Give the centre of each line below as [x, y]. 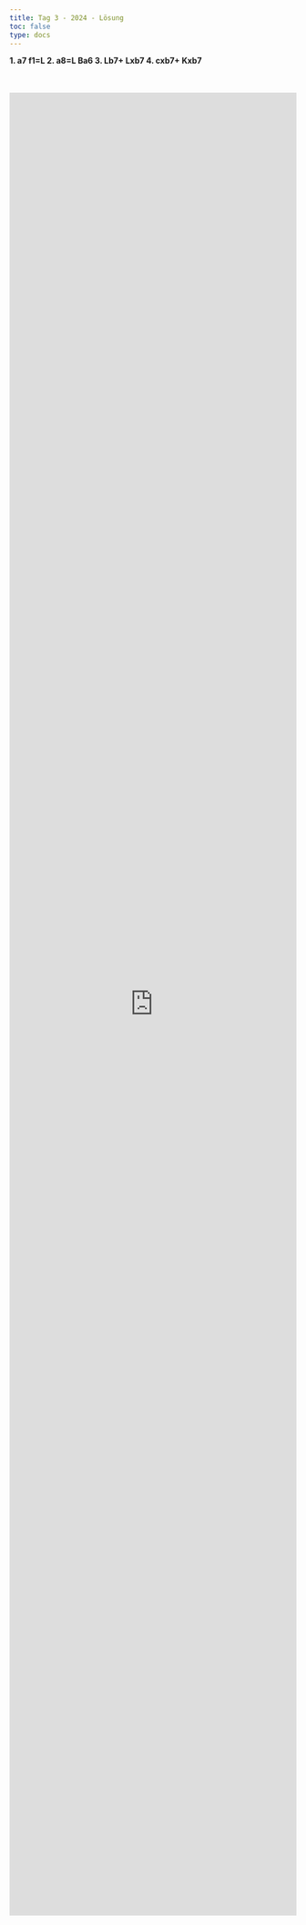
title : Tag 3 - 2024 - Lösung [67, 18]
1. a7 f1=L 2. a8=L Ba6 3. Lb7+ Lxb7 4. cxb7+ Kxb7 [106, 61]
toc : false [30, 26]
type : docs [30, 35]
